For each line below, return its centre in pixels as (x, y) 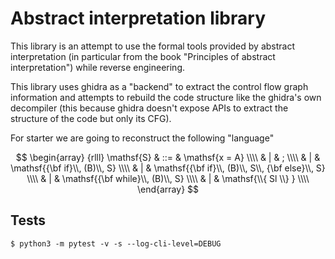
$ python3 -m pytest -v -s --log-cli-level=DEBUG (116, 243)
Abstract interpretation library (138, 18)
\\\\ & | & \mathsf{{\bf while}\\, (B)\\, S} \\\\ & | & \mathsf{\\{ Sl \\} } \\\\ (168, 178)
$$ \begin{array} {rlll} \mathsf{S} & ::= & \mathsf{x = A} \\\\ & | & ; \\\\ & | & (168, 157)
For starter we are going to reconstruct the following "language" (142, 138)
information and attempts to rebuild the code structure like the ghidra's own (166, 97)
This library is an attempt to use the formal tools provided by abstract (153, 46)
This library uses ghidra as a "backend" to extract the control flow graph (159, 86)
